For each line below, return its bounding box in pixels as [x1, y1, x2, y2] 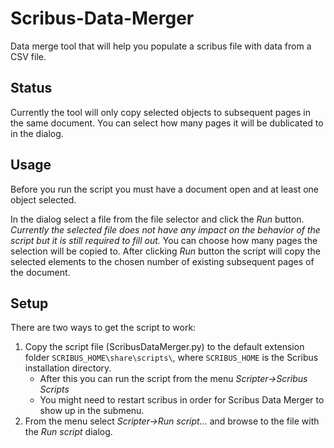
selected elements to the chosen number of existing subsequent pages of [10, 255, 315, 267]
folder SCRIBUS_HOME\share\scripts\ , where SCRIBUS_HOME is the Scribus [24, 352, 319, 364]
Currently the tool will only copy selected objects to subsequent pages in [10, 106, 312, 118]
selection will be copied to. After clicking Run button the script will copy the [10, 245, 321, 257]
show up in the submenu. [39, 405, 145, 417]
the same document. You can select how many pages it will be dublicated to [10, 117, 324, 129]
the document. [10, 266, 71, 278]
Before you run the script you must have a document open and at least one [10, 183, 320, 195]
